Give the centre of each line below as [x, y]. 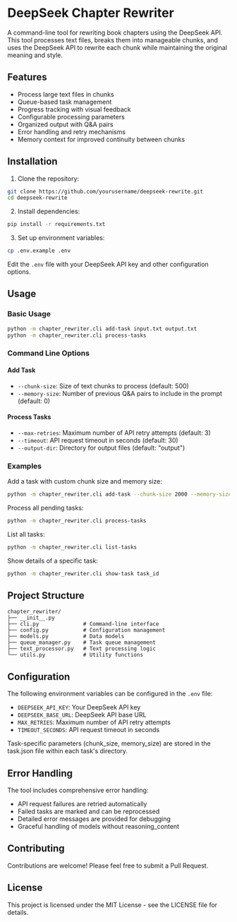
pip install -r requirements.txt [56, 224]
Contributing [36, 849]
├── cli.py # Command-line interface [83, 624]
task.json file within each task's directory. [68, 751]
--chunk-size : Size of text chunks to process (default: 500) [103, 385]
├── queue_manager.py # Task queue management [82, 643]
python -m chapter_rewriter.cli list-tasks [72, 547]
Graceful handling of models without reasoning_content [98, 827]
